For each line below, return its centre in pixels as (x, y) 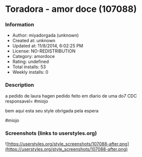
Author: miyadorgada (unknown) (45, 35)
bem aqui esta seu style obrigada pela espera (52, 110)
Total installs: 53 (29, 67)
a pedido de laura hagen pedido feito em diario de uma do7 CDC (71, 96)
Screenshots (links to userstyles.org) (51, 133)
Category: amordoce (34, 56)
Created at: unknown (34, 41)
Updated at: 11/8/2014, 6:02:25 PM (48, 46)
